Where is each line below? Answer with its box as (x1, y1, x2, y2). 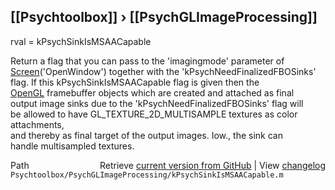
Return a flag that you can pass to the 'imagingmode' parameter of (10, 55, 285, 67)
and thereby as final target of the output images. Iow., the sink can (10, 129, 283, 141)
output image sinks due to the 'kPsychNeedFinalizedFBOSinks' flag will (10, 97, 304, 109)
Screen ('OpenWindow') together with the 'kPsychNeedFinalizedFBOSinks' (10, 65, 317, 77)
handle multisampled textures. (10, 140, 135, 152)
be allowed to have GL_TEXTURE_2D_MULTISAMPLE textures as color (10, 108, 298, 120)
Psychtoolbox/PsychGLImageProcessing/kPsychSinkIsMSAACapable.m (10, 170, 284, 180)
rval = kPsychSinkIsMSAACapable (10, 35, 152, 47)
